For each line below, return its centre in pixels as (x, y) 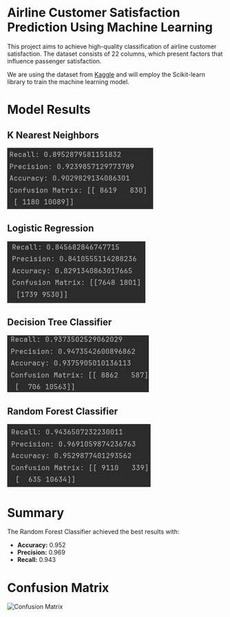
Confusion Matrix (58, 588)
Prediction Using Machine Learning (110, 27)
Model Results (49, 110)
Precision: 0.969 (41, 552)
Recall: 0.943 (36, 560)
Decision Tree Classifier (60, 322)
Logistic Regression (51, 229)
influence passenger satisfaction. (54, 61)
